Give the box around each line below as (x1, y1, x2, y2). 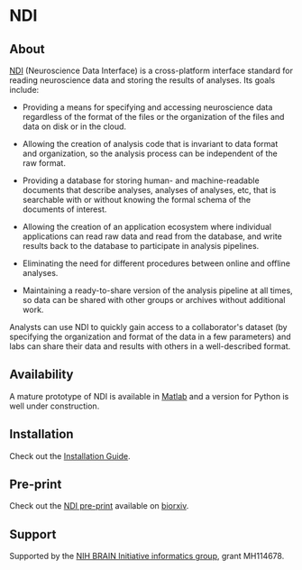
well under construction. (9, 400, 100, 411)
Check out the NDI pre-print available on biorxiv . (9, 501, 189, 511)
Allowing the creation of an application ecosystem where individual (22, 222, 272, 232)
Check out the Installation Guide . (9, 450, 131, 461)
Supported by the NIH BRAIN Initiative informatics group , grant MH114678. (9, 551, 285, 562)
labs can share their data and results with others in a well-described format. (9, 341, 291, 352)
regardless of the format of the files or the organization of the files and (22, 112, 285, 122)
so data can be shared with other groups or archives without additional (22, 295, 286, 305)
